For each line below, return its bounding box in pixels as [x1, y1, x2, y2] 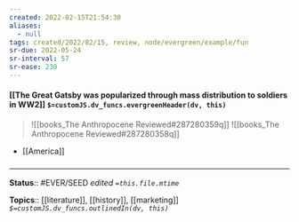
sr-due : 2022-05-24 [9, 46, 82, 55]
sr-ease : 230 [9, 63, 58, 72]
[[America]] [21, 146, 65, 156]
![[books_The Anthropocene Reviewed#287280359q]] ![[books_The [30, 119, 280, 130]
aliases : [9, 21, 42, 30]
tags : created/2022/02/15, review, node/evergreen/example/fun [9, 37, 249, 47]
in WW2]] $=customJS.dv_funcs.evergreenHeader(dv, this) [9, 99, 227, 110]
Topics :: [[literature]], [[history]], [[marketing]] [9, 194, 180, 205]
